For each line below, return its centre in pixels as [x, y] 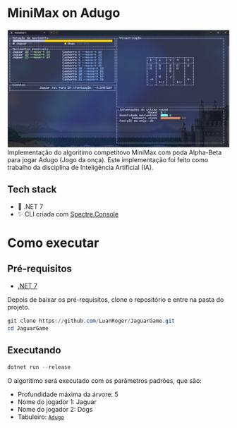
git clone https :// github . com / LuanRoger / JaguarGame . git [91, 321]
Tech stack [32, 189]
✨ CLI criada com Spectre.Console [68, 214]
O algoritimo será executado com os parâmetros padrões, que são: [105, 381]
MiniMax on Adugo [64, 13]
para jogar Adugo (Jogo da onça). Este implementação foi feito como [108, 159]
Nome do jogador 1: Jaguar [57, 402]
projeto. [19, 307]
